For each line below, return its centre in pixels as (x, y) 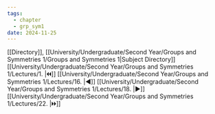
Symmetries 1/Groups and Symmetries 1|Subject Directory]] (91, 60)
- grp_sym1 (29, 26)
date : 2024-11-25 (32, 33)
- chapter (27, 20)
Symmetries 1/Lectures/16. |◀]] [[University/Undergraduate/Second (103, 82)
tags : (15, 13)
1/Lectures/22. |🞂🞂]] (34, 104)
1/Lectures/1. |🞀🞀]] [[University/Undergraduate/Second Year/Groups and (108, 74)
